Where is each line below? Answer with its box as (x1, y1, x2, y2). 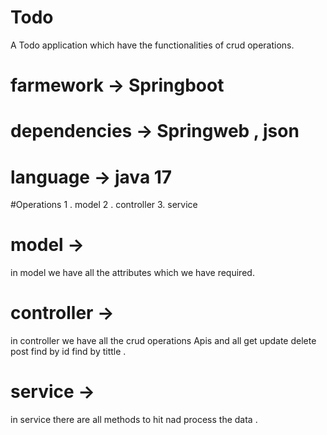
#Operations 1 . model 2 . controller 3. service (10, 199, 198, 211)
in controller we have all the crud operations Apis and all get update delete (10, 335, 317, 347)
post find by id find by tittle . (10, 346, 127, 358)
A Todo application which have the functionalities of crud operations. (10, 39, 295, 51)
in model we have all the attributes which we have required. (10, 267, 255, 279)
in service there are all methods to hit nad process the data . (10, 414, 258, 426)
